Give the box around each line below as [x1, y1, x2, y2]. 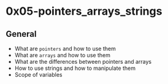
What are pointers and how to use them [14, 45, 116, 52]
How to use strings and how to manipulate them [14, 64, 136, 72]
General [6, 29, 37, 39]
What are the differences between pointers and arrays [14, 58, 151, 65]
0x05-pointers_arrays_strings [6, 4, 162, 18]
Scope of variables [14, 71, 63, 78]
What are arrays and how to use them [14, 52, 111, 59]
